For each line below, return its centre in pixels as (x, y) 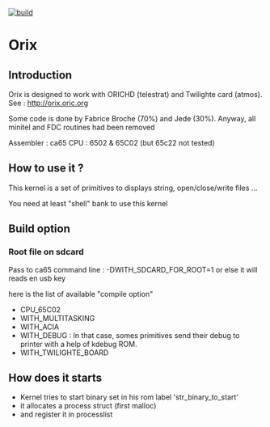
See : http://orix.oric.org (49, 103)
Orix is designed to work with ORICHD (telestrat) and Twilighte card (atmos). (135, 94)
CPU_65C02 (40, 309)
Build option (40, 229)
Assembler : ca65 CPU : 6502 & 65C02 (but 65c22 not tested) (112, 143)
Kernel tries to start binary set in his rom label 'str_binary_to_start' (129, 397)
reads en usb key (37, 278)
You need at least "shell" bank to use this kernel (88, 203)
